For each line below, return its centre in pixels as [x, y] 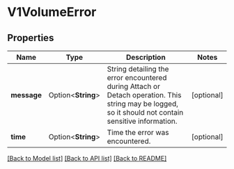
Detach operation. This [144, 95]
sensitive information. [142, 121]
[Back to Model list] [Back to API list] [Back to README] [87, 158]
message [26, 95]
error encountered [137, 78]
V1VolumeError [52, 12]
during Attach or [133, 86]
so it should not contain [145, 112]
